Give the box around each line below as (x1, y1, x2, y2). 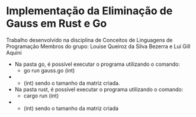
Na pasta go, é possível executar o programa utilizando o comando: (14, 61, 181, 68)
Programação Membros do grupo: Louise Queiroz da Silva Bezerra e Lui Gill (6, 43, 191, 50)
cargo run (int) (23, 92, 59, 99)
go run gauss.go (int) (23, 67, 75, 74)
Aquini (6, 49, 22, 56)
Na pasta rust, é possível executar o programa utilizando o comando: (14, 86, 184, 93)
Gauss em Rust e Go (6, 17, 107, 30)
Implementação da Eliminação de (6, 4, 173, 18)
